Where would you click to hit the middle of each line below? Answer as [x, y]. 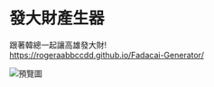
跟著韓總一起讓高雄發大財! [58, 45]
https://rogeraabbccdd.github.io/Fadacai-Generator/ [107, 55]
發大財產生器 [57, 18]
